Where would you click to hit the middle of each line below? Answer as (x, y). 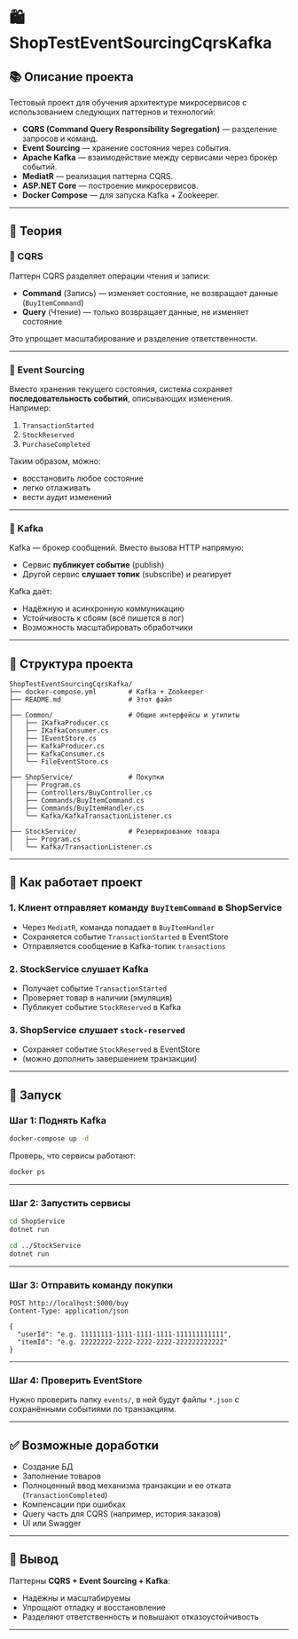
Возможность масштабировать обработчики (107, 628)
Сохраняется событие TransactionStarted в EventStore (125, 937)
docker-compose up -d (49, 1139)
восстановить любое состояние (82, 478)
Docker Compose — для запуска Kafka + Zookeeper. (121, 195)
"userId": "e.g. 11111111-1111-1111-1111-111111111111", (125, 1334)
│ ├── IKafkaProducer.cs (59, 723)
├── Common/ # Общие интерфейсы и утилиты (125, 716)
